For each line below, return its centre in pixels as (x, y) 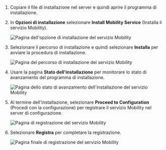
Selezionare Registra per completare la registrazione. (66, 132)
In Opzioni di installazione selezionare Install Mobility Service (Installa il (86, 22)
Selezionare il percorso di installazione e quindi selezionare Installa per (84, 47)
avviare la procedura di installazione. (48, 53)
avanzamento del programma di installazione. (57, 77)
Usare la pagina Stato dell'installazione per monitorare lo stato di (78, 72)
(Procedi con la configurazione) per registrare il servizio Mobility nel (81, 107)
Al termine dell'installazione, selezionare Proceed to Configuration (79, 102)
